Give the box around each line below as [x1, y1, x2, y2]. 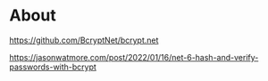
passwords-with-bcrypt [9, 61, 96, 72]
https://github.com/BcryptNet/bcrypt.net [9, 35, 159, 45]
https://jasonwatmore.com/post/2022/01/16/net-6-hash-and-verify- [9, 52, 259, 62]
